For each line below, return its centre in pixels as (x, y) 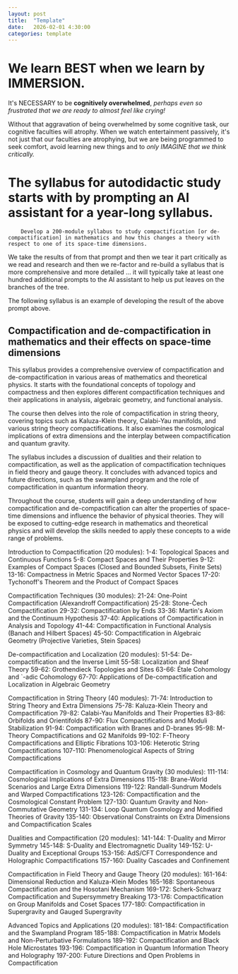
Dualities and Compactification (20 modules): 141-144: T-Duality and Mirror (117, 838)
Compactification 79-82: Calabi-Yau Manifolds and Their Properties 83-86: (117, 713)
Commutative (28, 809)
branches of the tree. (39, 287)
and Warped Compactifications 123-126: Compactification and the (104, 794)
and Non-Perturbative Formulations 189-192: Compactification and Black (114, 940)
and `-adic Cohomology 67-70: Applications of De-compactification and (113, 677)
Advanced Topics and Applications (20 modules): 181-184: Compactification (118, 925)
